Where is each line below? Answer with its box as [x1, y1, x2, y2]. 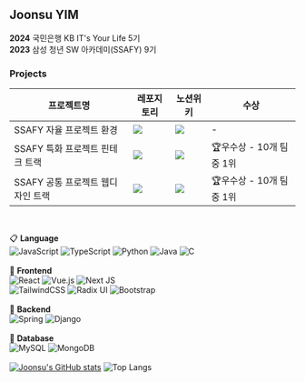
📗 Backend [9, 304, 52, 315]
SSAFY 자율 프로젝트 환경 [14, 124, 118, 136]
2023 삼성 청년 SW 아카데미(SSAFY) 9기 [9, 44, 157, 55]
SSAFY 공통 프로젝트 [14, 176, 99, 188]
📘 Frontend [9, 266, 53, 276]
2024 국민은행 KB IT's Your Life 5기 [9, 32, 141, 44]
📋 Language [9, 233, 59, 244]
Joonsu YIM [9, 7, 79, 23]
